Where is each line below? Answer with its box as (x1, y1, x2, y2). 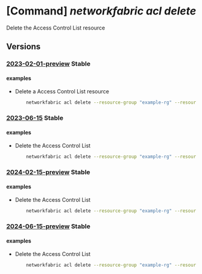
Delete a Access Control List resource (14, 88, 110, 95)
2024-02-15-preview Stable (6, 168, 90, 176)
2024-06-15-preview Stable (6, 222, 90, 231)
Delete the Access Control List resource (6, 24, 106, 31)
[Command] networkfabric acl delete (6, 4, 197, 18)
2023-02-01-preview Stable (6, 60, 90, 68)
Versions (6, 42, 41, 52)
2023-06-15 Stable (6, 114, 64, 122)
